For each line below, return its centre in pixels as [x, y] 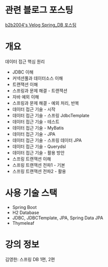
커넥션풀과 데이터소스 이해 [38, 78]
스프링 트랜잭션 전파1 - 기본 [39, 165]
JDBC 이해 [23, 72]
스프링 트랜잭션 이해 [31, 159]
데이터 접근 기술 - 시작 [34, 109]
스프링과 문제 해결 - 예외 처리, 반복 [46, 103]
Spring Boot [25, 207]
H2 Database [26, 212]
